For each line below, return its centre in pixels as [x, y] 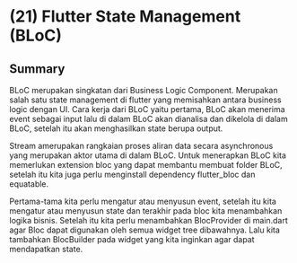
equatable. [29, 184]
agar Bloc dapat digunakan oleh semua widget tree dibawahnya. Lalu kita [145, 230]
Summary [37, 69]
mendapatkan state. [46, 249]
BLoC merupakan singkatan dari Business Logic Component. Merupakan [144, 90]
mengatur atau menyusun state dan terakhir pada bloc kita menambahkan [146, 211]
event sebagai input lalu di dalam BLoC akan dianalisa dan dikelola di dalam [149, 119]
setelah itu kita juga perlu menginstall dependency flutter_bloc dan [132, 174]
